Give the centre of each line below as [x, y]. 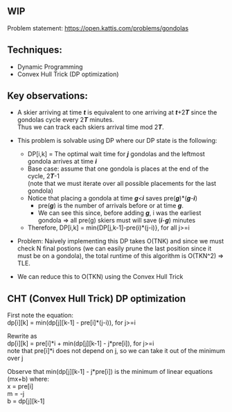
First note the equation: [41, 316]
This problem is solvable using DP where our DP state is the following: [117, 141]
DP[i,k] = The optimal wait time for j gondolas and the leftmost [116, 154]
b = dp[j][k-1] [26, 401]
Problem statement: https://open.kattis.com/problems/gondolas [98, 28]
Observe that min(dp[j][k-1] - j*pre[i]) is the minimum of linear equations [110, 372]
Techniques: [35, 50]
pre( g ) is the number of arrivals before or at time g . [110, 206]
